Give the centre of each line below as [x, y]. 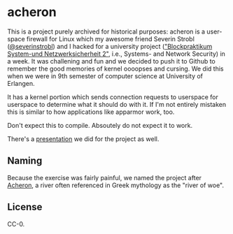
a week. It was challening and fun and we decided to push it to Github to [111, 61]
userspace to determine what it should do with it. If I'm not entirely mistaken [116, 104]
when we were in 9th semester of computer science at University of [105, 76]
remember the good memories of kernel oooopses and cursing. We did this [115, 68]
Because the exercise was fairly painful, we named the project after [104, 177]
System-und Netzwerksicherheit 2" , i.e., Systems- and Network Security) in [116, 54]
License [25, 207]
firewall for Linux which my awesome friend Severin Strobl [111, 38]
